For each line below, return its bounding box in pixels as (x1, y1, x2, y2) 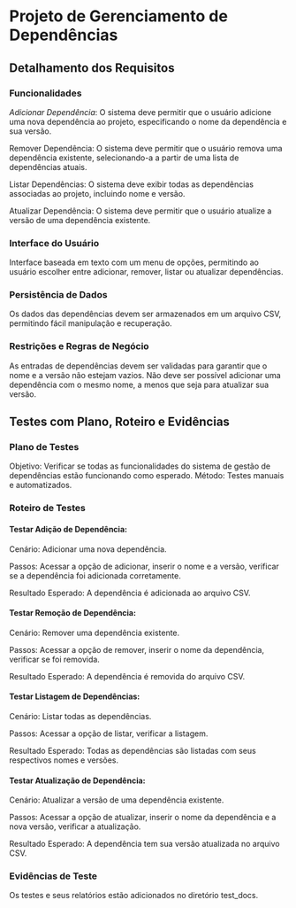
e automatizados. (9, 480, 72, 491)
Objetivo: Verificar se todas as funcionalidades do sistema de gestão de (9, 461, 271, 471)
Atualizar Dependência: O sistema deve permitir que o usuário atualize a (9, 206, 272, 216)
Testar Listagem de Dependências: (9, 691, 140, 702)
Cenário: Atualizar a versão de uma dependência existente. (9, 795, 224, 805)
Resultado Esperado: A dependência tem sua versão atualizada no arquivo (9, 839, 280, 850)
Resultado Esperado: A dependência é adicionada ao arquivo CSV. (9, 587, 251, 598)
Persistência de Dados (9, 289, 108, 301)
